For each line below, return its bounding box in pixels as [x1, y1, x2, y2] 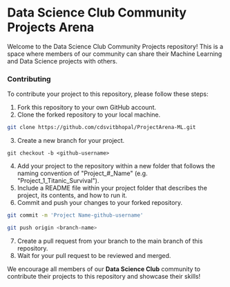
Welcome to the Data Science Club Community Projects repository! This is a [7, 42, 224, 50]
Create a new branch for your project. [17, 137, 125, 145]
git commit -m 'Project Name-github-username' [7, 212, 144, 219]
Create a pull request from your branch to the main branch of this [17, 237, 203, 245]
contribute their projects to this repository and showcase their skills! [7, 272, 201, 280]
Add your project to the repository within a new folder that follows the [17, 162, 215, 170]
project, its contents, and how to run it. [17, 191, 128, 199]
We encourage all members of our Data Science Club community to [7, 264, 201, 273]
